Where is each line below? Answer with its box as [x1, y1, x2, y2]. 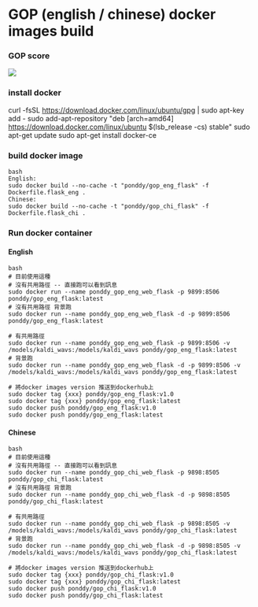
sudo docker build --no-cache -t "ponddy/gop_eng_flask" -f [8, 182, 210, 190]
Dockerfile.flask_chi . [8, 209, 87, 217]
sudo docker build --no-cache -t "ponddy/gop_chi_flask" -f [8, 202, 210, 210]
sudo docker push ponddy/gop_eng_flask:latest [8, 411, 164, 419]
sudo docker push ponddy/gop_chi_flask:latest [8, 592, 164, 600]
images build [8, 22, 94, 40]
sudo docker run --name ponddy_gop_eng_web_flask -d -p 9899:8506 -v [8, 361, 241, 369]
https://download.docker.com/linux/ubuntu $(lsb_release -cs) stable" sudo [8, 122, 250, 131]
